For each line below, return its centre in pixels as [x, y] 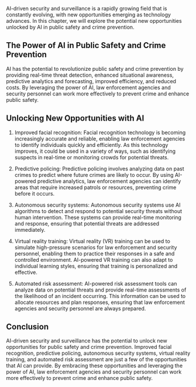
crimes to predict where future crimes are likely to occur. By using [94, 174]
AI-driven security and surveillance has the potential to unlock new [87, 341]
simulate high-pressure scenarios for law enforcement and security [96, 247]
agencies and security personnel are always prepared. [80, 308]
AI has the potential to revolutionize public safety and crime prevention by [95, 69]
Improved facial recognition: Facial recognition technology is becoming [100, 132]
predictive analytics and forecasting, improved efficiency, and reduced [91, 81]
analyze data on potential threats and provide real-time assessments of [100, 290]
